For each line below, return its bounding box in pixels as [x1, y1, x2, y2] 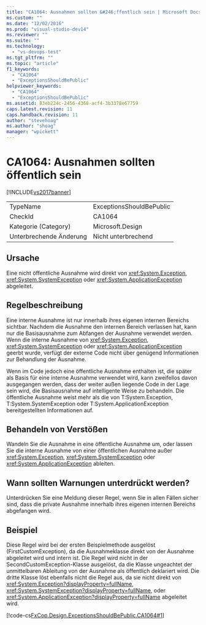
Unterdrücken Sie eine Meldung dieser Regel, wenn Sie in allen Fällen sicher [6, 494, 199, 502]
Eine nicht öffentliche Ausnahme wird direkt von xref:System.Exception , [6, 269, 188, 277]
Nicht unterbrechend [93, 232, 153, 240]
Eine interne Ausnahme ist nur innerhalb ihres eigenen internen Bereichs [6, 316, 189, 324]
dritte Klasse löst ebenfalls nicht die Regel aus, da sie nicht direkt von [6, 574, 182, 581]
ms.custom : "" [6, 15, 43, 21]
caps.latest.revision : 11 [6, 105, 72, 112]
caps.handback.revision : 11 [6, 112, 78, 118]
